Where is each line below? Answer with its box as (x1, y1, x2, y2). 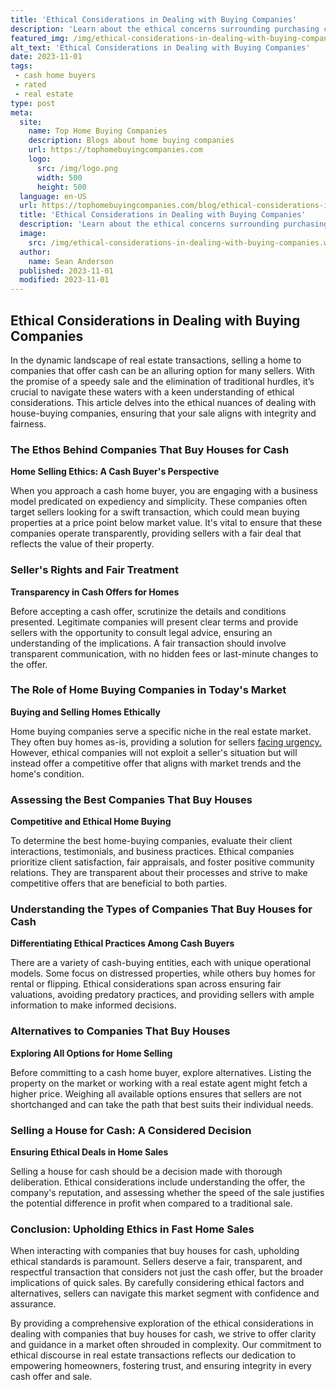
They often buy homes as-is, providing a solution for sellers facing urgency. (10, 736, 322, 748)
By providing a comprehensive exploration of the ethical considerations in (10, 1317, 314, 1330)
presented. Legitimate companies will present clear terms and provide (10, 616, 299, 628)
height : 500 (36, 182, 87, 192)
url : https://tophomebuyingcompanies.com (28, 145, 203, 155)
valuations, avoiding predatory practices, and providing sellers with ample (10, 989, 315, 1001)
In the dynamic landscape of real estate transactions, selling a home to (10, 354, 302, 366)
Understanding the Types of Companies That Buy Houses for (10, 902, 313, 916)
